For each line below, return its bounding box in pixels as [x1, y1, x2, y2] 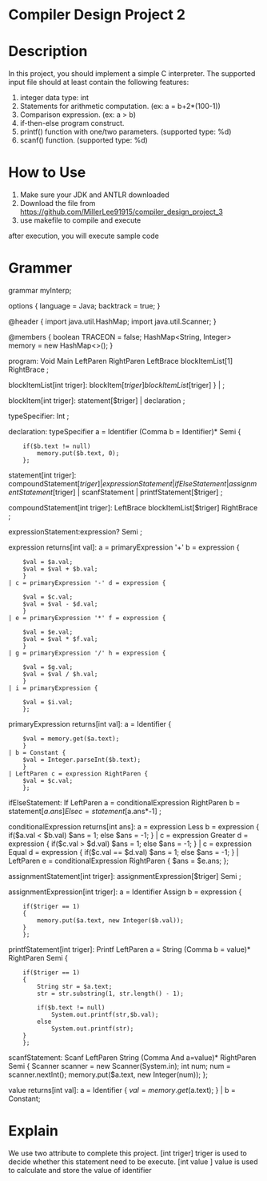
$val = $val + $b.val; [22, 565, 98, 573]
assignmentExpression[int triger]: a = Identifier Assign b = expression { [8, 887, 242, 897]
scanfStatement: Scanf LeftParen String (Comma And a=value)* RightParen [8, 1053, 257, 1062]
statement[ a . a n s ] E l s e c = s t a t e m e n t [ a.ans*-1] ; [8, 807, 161, 816]
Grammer [8, 259, 73, 277]
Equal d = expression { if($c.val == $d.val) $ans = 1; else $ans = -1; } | [8, 848, 239, 857]
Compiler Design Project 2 [8, 6, 186, 24]
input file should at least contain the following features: [8, 78, 189, 87]
